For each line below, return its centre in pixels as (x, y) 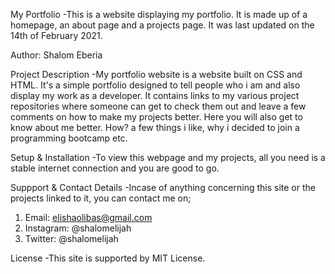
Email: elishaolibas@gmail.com (88, 217)
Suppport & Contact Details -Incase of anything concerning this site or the (163, 187)
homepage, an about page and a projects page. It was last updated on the (162, 25)
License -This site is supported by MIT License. (108, 258)
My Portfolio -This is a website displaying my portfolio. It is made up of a (159, 14)
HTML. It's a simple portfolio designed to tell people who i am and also (155, 85)
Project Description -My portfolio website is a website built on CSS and (156, 74)
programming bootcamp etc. (69, 138)
